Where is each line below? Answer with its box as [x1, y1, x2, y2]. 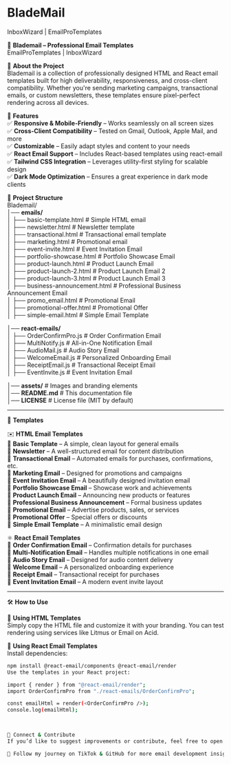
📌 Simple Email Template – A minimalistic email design [7, 520, 163, 528]
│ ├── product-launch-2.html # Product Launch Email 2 [7, 267, 166, 275]
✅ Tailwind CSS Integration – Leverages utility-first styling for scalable [7, 157, 208, 165]
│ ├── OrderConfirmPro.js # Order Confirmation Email [7, 331, 162, 339]
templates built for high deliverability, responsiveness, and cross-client [7, 76, 208, 84]
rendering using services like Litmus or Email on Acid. [7, 628, 159, 636]
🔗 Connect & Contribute [7, 732, 76, 738]
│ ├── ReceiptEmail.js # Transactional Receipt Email [7, 361, 156, 369]
